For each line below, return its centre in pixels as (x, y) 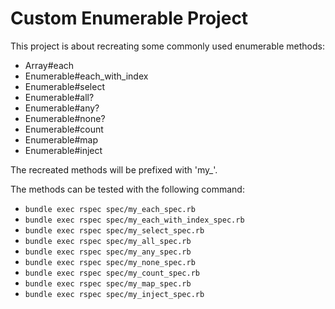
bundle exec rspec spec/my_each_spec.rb (110, 209)
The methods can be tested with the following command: (127, 189)
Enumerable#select (64, 86)
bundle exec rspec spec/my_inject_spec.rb (114, 294)
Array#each (49, 65)
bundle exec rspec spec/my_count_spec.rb (112, 273)
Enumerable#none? (65, 118)
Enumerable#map (61, 139)
